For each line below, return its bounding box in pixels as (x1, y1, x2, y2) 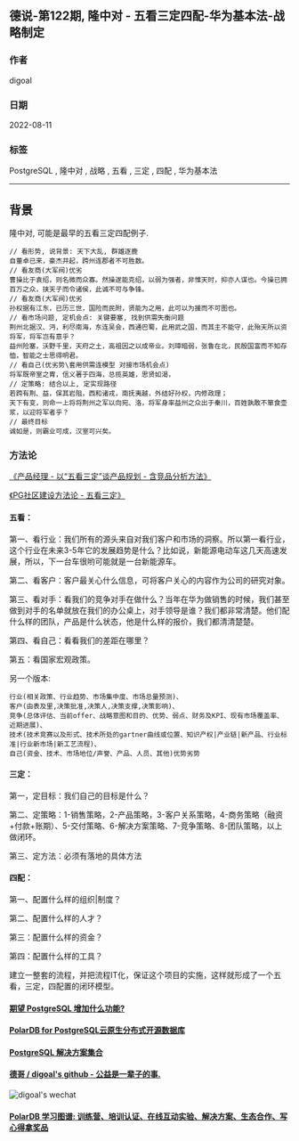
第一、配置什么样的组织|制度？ (9, 894, 122, 904)
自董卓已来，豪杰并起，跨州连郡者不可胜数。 (9, 257, 149, 265)
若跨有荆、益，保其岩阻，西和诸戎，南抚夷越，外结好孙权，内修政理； (9, 389, 229, 398)
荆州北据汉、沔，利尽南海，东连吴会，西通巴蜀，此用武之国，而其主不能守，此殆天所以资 (9, 323, 287, 332)
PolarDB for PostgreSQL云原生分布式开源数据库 (9, 1025, 185, 1036)
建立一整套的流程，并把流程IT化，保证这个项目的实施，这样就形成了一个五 (9, 970, 282, 980)
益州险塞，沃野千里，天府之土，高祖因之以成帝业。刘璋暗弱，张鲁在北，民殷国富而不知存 (9, 342, 287, 351)
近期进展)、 (9, 721, 47, 729)
